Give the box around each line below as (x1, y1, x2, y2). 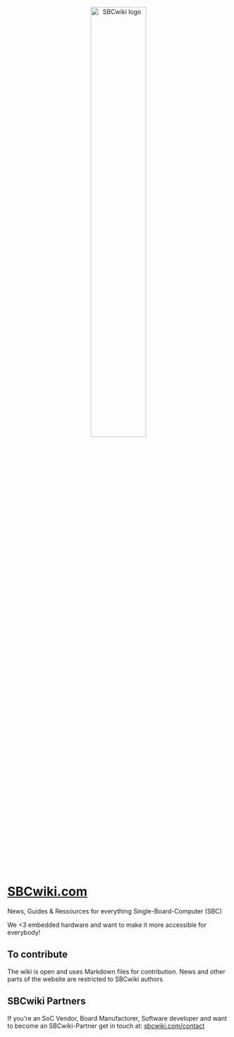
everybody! (7, 928, 41, 936)
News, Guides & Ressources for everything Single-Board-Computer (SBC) (7, 906, 222, 915)
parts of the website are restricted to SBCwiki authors (7, 974, 164, 983)
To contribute (7, 949, 68, 961)
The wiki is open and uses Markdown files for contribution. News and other (7, 967, 226, 976)
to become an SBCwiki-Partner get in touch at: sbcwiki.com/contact (7, 1021, 205, 1030)
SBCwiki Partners (7, 995, 86, 1007)
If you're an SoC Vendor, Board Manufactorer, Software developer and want (7, 1014, 228, 1022)
